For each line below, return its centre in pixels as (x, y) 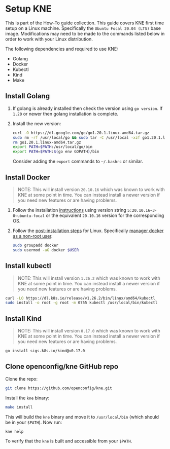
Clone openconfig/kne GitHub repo (62, 367)
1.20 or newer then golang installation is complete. (65, 114)
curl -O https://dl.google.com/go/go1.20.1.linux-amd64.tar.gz (81, 133)
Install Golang (27, 96)
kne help (14, 431)
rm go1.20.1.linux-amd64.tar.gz (47, 142)
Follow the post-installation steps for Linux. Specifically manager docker (88, 231)
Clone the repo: (22, 379)
